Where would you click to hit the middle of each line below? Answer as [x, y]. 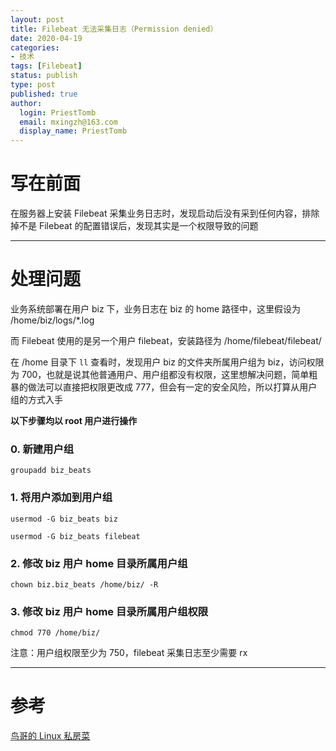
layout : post [37, 19]
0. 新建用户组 [42, 449]
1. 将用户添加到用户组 [61, 498]
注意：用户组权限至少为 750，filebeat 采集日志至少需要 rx [129, 653]
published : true [44, 94]
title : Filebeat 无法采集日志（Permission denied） [114, 29]
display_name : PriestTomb [73, 131]
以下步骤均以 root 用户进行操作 [74, 420]
